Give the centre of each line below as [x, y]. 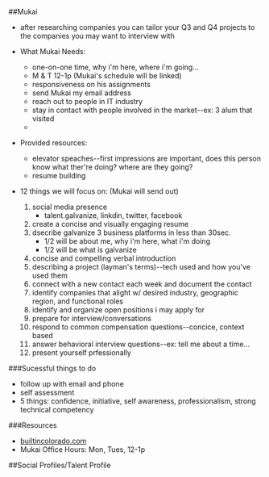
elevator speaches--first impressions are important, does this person [147, 158]
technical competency [57, 410]
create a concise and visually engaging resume [110, 224]
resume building [59, 176]
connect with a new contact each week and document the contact [142, 284]
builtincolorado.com [53, 441]
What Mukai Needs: [53, 51]
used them [50, 275]
